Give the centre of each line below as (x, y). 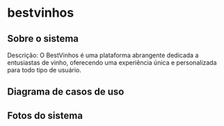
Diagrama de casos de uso (66, 92)
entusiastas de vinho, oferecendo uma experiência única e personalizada (112, 63)
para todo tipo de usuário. (44, 70)
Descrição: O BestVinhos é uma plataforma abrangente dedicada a (103, 55)
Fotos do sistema (45, 115)
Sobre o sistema (43, 39)
